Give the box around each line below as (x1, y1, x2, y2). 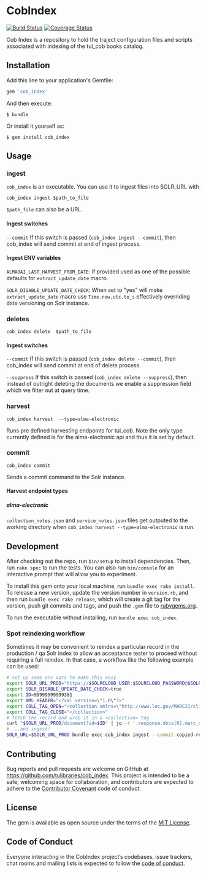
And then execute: (6, 100, 53, 107)
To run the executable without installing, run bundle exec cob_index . (6, 614, 178, 621)
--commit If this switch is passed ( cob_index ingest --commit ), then (6, 233, 176, 241)
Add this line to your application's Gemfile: (6, 76, 113, 84)
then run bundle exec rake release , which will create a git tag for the (6, 595, 181, 603)
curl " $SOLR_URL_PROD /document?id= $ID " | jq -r (6, 720, 131, 727)
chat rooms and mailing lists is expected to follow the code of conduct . (6, 859, 185, 867)
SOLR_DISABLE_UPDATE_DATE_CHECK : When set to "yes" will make (6, 286, 163, 294)
